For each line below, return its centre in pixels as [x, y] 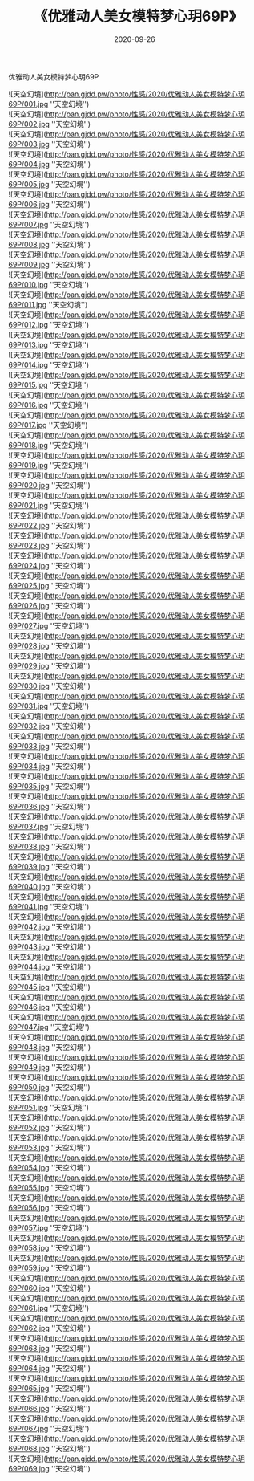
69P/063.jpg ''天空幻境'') [49, 1348]
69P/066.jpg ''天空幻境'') [49, 1408]
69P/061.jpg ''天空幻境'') [49, 1308]
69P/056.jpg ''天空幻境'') [49, 1207]
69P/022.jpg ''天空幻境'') [49, 525]
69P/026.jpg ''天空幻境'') [49, 605]
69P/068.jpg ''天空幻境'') [49, 1448]
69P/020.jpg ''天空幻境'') [49, 485]
